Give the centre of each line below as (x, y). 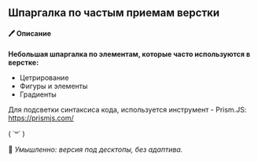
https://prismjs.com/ (41, 118)
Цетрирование (44, 77)
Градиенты (38, 94)
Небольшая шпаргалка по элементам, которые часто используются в (129, 53)
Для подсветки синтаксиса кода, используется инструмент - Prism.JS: (127, 109)
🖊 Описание (29, 33)
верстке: (24, 62)
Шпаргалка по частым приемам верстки (114, 13)
